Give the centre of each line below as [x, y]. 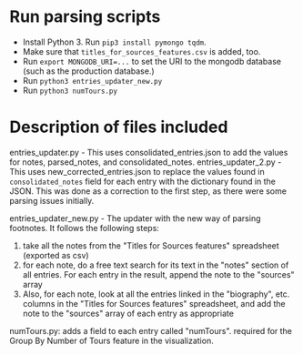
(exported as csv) [56, 255]
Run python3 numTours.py [70, 90]
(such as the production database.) [88, 71]
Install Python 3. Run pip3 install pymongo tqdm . [114, 42]
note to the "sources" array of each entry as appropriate [128, 313]
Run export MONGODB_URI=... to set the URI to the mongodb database [152, 61]
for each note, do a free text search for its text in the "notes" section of [156, 265]
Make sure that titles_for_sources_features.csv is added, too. [141, 51]
